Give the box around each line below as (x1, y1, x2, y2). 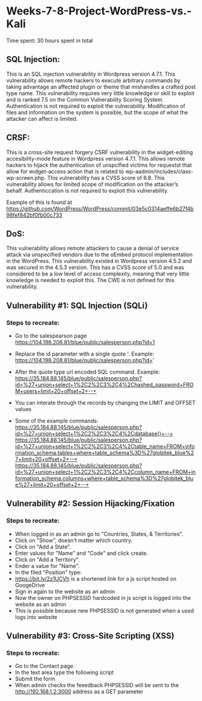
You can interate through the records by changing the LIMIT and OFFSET (14, 399, 196, 407)
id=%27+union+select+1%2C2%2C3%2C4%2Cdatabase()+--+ (14, 430, 173, 437)
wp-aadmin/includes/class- (125, 167, 194, 175)
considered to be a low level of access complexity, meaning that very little (6, 270, 189, 277)
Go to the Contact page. (14, 662, 75, 670)
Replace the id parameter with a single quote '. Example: (14, 350, 155, 357)
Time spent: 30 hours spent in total (6, 37, 93, 44)
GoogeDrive (14, 581, 45, 588)
